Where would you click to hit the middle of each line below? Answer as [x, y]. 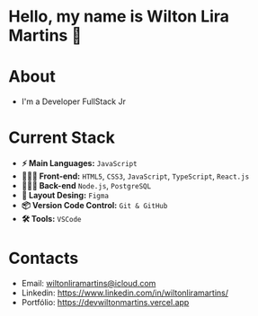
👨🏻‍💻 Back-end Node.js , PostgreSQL [86, 186]
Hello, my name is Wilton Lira [119, 17]
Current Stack [62, 138]
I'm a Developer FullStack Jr [74, 101]
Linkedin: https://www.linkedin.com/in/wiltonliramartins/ [125, 293]
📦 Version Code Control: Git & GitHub [94, 206]
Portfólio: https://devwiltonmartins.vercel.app [105, 302]
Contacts [44, 259]
